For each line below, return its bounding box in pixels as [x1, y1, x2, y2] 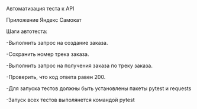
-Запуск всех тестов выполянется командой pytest [6, 97, 135, 103]
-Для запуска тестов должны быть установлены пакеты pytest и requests [6, 85, 192, 92]
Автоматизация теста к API [6, 5, 75, 12]
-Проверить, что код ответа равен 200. [6, 74, 106, 80]
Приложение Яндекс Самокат [6, 16, 82, 23]
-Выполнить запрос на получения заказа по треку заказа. [6, 62, 153, 69]
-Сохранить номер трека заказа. [6, 51, 89, 58]
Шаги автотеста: [6, 28, 48, 35]
